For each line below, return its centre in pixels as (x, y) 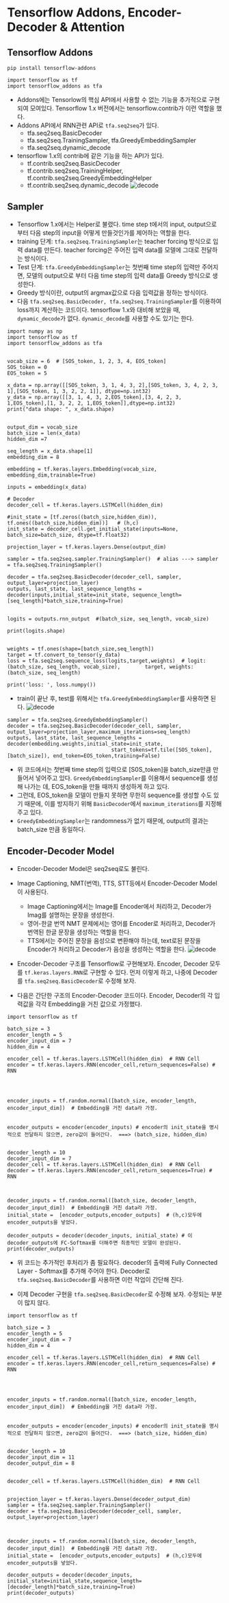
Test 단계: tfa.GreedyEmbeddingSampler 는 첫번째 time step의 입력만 (108, 267)
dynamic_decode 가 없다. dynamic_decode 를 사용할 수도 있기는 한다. (105, 318)
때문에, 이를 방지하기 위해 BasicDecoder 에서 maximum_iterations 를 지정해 (123, 803)
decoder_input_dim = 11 (41, 1457)
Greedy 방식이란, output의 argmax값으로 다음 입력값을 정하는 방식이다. (112, 292)
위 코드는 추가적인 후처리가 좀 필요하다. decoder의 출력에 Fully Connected (117, 1262)
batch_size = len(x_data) (44, 433)
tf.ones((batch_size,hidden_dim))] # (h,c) (73, 523)
